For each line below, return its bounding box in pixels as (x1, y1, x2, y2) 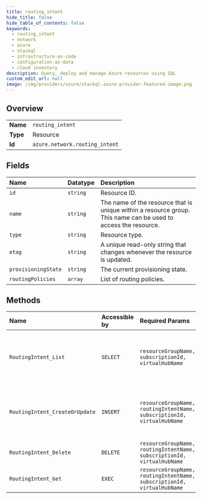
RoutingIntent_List (9, 354, 65, 361)
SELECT (101, 354, 120, 361)
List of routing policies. (100, 274, 165, 283)
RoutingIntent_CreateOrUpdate (9, 409, 96, 416)
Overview (6, 103, 44, 114)
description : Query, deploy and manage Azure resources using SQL (6, 70, 176, 76)
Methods (6, 295, 41, 306)
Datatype (67, 178, 95, 187)
